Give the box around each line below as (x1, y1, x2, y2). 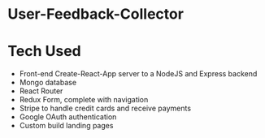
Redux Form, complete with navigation (19, 95, 149, 105)
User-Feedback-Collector (7, 5, 185, 24)
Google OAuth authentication (19, 112, 117, 122)
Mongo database (19, 78, 77, 88)
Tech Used (7, 42, 82, 61)
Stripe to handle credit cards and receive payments (19, 103, 192, 114)
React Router (19, 86, 63, 96)
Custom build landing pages (19, 121, 114, 131)
